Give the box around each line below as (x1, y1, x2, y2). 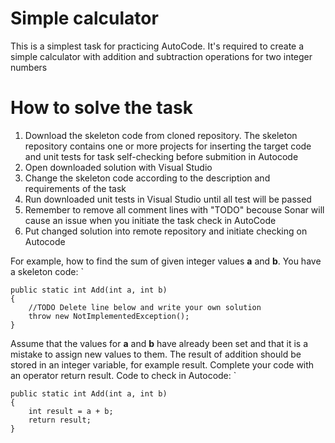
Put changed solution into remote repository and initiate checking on (24, 225, 308, 237)
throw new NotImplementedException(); (28, 311, 190, 321)
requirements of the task (24, 182, 127, 194)
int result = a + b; (28, 406, 114, 416)
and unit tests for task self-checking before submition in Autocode (24, 150, 299, 162)
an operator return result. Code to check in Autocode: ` (10, 369, 237, 381)
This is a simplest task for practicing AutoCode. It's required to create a (10, 40, 305, 52)
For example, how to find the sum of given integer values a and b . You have (10, 255, 322, 267)
